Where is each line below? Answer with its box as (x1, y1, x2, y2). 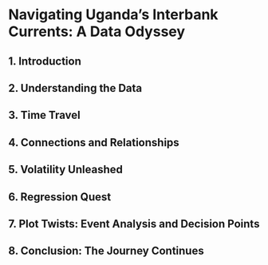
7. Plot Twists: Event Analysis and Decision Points (8, 217, 260, 231)
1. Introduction (8, 54, 81, 68)
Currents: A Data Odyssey (8, 22, 186, 41)
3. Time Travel (8, 109, 81, 122)
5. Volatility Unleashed (8, 163, 124, 176)
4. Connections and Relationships (8, 136, 179, 149)
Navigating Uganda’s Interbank (8, 6, 219, 24)
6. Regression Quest (8, 190, 112, 204)
